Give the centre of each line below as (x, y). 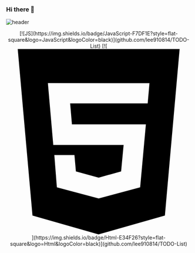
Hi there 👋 (21, 9)
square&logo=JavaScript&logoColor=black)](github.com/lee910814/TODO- (99, 40)
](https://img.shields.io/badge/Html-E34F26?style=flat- (99, 238)
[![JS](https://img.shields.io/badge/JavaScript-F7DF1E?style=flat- (99, 34)
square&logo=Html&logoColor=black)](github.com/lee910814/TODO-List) (99, 244)
